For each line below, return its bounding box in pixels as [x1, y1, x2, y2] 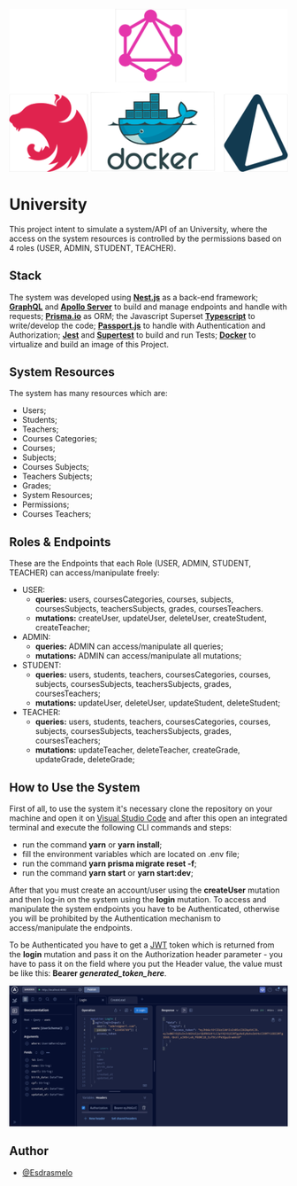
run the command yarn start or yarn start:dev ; [21, 868, 194, 878]
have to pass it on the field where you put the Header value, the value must [9, 958, 283, 970]
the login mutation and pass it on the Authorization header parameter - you [9, 949, 283, 960]
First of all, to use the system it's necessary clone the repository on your [9, 803, 273, 815]
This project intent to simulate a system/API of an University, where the [9, 223, 268, 234]
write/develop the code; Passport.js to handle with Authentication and [9, 320, 266, 331]
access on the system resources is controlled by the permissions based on [9, 233, 282, 244]
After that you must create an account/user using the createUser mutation [9, 885, 280, 895]
